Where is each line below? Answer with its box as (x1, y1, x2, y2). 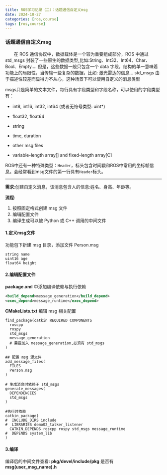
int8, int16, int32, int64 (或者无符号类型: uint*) (12, 103, 105, 109)
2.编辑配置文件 (5, 271, 36, 277)
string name (5, 251, 30, 257)
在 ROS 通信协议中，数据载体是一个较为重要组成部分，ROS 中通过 (14, 51, 149, 57)
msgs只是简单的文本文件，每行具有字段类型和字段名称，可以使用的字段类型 (5, 86, 160, 92)
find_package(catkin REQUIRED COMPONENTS (5, 318, 92, 323)
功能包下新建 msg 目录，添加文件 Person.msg (5, 241, 99, 247)
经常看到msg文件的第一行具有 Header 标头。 (18, 168, 106, 175)
